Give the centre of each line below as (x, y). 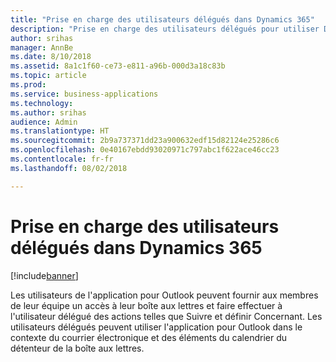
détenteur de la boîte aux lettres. (77, 348)
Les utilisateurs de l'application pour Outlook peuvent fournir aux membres (164, 295)
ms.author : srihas (48, 112)
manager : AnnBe (42, 47)
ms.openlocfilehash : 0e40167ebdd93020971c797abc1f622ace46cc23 (145, 150)
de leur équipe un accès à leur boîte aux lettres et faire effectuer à (146, 305)
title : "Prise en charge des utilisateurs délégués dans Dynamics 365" (162, 19)
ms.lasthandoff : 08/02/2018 (69, 168)
